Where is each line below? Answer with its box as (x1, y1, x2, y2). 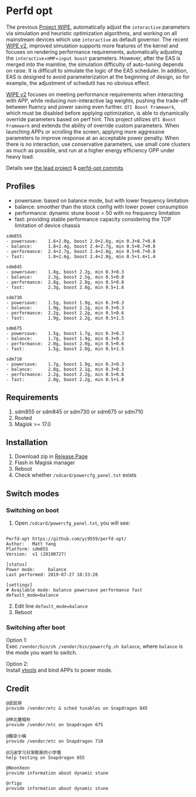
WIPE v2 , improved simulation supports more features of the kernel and (6, 42, 178, 49)
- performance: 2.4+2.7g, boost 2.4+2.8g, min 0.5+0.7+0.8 (6, 248, 156, 254)
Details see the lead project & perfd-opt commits (6, 164, 124, 171)
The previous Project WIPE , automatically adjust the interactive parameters (6, 23, 190, 30)
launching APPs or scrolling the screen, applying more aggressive (6, 128, 165, 135)
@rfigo (6, 781, 22, 786)
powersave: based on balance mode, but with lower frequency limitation (14, 197, 189, 204)
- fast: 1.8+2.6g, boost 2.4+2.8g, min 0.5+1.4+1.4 (6, 254, 156, 259)
